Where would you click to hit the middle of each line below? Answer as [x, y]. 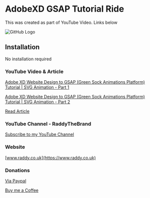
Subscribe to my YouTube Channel [40, 134]
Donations [17, 170]
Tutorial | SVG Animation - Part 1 [37, 87]
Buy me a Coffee [22, 190]
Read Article [17, 111]
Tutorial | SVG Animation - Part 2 [38, 102]
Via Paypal [16, 180]
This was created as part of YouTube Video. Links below [61, 22]
